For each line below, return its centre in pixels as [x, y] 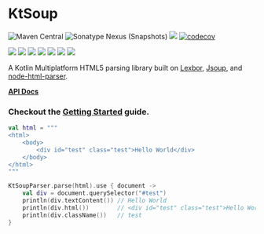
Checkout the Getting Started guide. [79, 112]
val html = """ [33, 128]
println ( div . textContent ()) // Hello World [95, 201]
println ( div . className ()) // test [82, 215]
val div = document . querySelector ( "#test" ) [95, 193]
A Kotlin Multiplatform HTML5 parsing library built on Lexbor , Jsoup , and [125, 68]
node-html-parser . [38, 76]
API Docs [24, 91]
